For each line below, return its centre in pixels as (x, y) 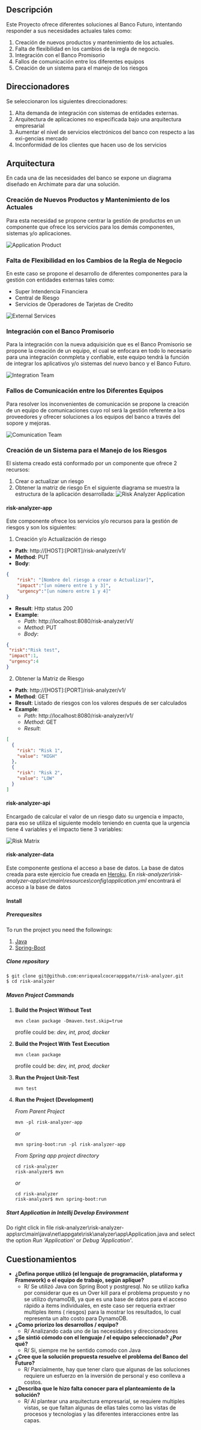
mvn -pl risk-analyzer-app (49, 1122)
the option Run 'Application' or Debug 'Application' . (70, 1240)
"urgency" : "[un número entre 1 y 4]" (64, 591)
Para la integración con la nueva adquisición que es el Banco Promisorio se (99, 344)
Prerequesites (24, 915)
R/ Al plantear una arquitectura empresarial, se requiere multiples (104, 1401)
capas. (32, 1420)
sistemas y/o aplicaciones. (39, 233)
